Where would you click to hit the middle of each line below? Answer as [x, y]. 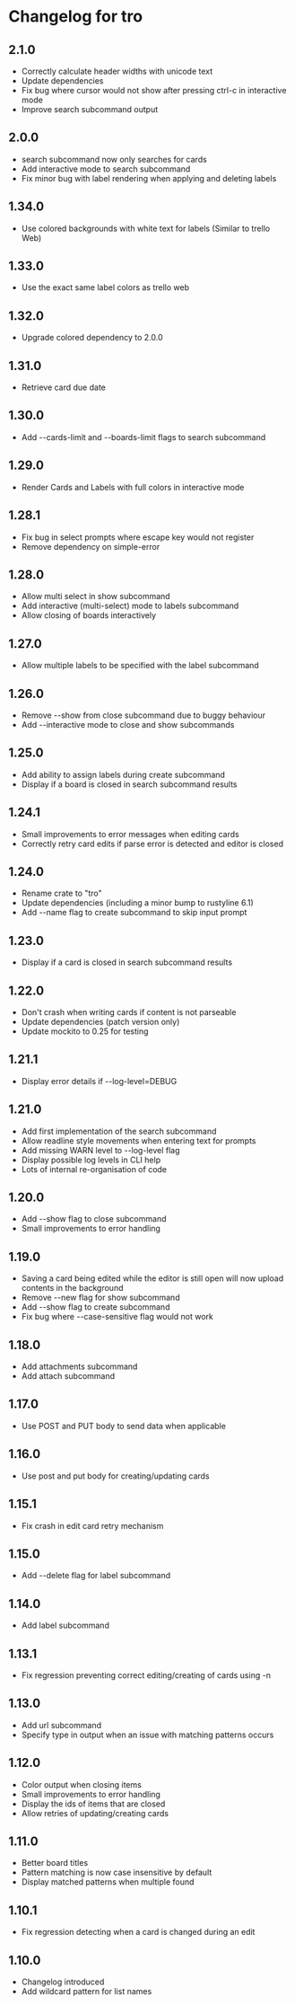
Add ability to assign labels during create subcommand [123, 774]
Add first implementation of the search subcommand [119, 1131]
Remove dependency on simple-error [91, 546]
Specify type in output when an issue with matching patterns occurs [147, 1735]
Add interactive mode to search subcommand [106, 169]
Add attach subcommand [68, 1376]
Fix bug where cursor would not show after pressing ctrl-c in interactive [154, 90]
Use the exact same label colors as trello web [105, 287]
